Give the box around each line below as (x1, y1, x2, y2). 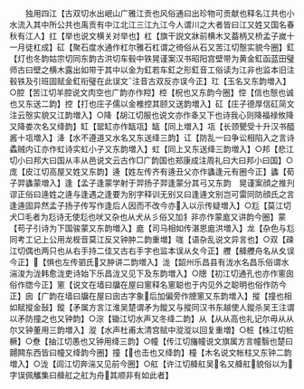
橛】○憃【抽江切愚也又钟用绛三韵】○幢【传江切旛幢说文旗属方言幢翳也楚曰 (9, 336, 294, 346)
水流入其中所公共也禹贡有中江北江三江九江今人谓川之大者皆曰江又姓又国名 (9, 19, 287, 30)
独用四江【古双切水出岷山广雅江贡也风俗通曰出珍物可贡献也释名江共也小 (24, 8, 295, 18)
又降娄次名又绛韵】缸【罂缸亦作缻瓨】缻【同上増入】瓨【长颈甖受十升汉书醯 (9, 121, 295, 131)
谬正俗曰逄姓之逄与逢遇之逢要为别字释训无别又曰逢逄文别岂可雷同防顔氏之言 (9, 189, 295, 199)
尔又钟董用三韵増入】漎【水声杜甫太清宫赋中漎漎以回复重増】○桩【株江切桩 (9, 325, 294, 335)
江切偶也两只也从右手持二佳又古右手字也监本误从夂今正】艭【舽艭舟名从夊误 (9, 245, 295, 256)
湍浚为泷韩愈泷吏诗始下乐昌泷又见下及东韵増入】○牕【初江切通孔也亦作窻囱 (9, 268, 294, 279)
